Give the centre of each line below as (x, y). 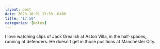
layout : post (18, 9)
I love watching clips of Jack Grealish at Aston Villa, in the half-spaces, (76, 37)
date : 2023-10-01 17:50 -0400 (36, 14)
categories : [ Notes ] (26, 23)
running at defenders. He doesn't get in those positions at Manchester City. (80, 42)
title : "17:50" (20, 18)
